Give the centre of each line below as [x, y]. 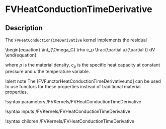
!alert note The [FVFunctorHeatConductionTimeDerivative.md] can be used [83, 81]
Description [24, 28]
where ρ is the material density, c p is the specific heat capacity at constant [82, 66]
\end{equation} [21, 55]
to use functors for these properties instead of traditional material [73, 86]
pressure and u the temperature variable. [48, 71]
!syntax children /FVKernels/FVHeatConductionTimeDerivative [70, 121]
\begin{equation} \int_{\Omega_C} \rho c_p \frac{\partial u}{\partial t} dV [80, 50]
